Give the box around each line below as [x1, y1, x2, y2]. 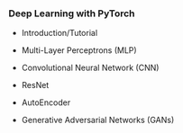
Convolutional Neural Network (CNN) [21, 62, 160, 74]
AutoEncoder [21, 97, 71, 108]
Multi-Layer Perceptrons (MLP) [21, 45, 137, 56]
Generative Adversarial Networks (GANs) [21, 115, 175, 126]
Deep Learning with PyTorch [8, 7, 136, 20]
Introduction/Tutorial [21, 28, 98, 39]
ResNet [21, 80, 50, 91]
